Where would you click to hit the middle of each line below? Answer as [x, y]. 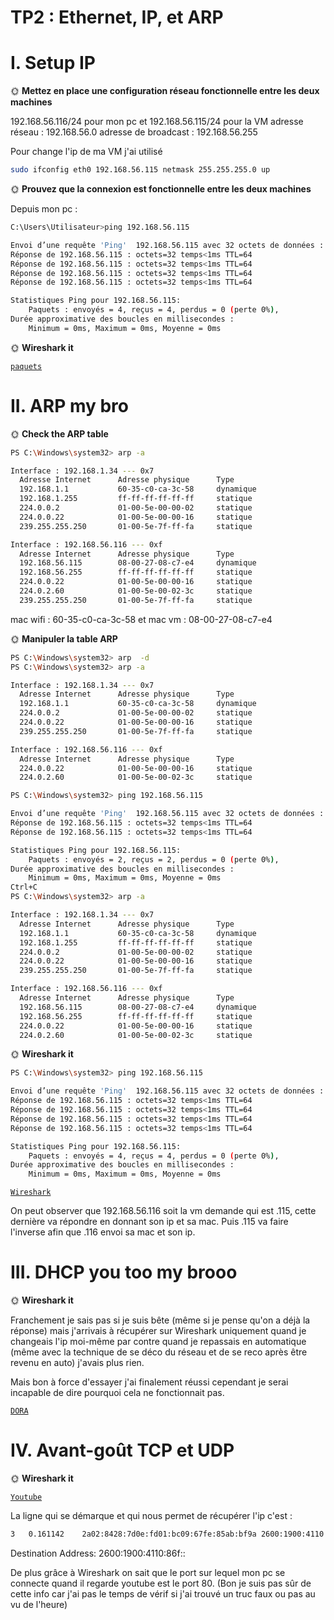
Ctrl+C [24, 887]
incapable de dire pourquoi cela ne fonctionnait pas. [117, 1393]
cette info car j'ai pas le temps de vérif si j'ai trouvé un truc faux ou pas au [163, 1593]
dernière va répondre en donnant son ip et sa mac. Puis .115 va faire [149, 1222]
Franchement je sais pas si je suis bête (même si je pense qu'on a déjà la [160, 1320]
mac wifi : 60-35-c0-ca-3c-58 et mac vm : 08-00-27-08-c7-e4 [141, 619]
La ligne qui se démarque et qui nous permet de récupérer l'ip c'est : [151, 1516]
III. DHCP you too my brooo [124, 1272]
